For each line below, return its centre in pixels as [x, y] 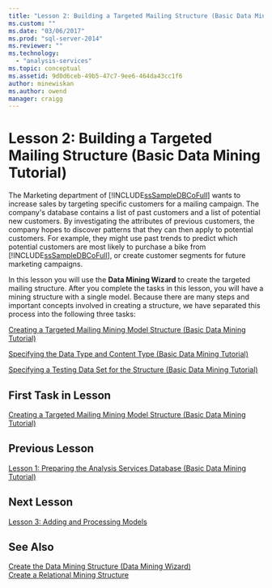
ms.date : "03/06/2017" [47, 31]
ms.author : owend [38, 91]
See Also [31, 547]
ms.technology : [34, 53]
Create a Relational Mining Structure [69, 575]
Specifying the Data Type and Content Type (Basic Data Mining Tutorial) [129, 354]
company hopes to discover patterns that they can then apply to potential [131, 230]
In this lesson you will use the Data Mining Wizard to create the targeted [130, 280]
